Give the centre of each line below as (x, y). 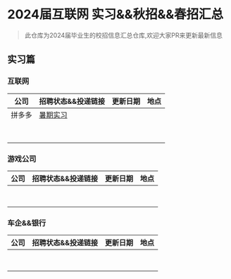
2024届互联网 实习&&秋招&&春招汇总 (115, 14)
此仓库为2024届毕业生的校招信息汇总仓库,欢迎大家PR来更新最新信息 (124, 35)
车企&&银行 (27, 223)
